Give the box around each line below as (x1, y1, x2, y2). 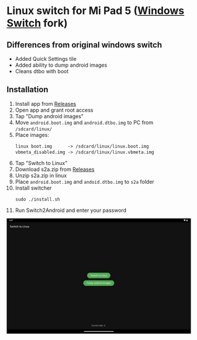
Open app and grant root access (15, 107, 94, 114)
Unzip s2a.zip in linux (15, 171, 67, 179)
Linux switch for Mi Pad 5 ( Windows (6, 4, 185, 18)
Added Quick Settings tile (15, 56, 77, 62)
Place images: (15, 131, 49, 138)
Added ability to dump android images (15, 61, 108, 68)
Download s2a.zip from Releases (15, 166, 95, 173)
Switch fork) (6, 16, 68, 30)
